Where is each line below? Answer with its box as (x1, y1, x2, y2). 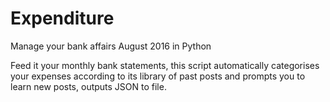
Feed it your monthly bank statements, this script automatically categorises (10, 59, 320, 71)
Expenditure (10, 7, 115, 30)
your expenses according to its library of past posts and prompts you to (10, 70, 306, 82)
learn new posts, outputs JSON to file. (10, 80, 167, 92)
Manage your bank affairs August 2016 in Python (10, 40, 212, 52)
